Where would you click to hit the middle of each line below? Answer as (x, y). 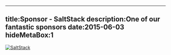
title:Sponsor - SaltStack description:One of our (83, 19)
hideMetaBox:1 (30, 35)
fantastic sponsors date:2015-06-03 (65, 27)
